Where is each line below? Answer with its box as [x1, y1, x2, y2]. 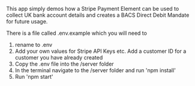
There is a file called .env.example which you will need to [6, 29, 147, 37]
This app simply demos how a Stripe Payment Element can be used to [6, 5, 179, 12]
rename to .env [14, 41, 53, 48]
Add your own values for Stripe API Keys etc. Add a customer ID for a [14, 48, 187, 55]
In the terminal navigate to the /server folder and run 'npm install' [14, 67, 176, 74]
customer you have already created [14, 54, 103, 61]
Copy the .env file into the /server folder [14, 60, 114, 67]
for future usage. [6, 18, 48, 25]
